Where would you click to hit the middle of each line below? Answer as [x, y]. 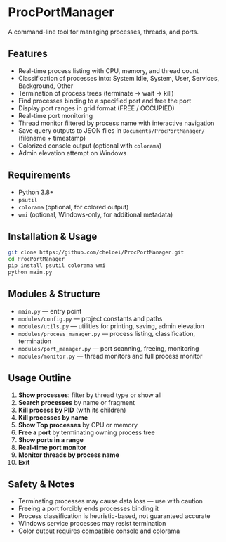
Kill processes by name [53, 417]
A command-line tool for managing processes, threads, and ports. [104, 32]
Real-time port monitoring [55, 115]
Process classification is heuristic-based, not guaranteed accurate [114, 516]
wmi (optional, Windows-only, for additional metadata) [95, 214]
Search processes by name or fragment [77, 402]
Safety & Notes [41, 484]
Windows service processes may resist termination [92, 524]
